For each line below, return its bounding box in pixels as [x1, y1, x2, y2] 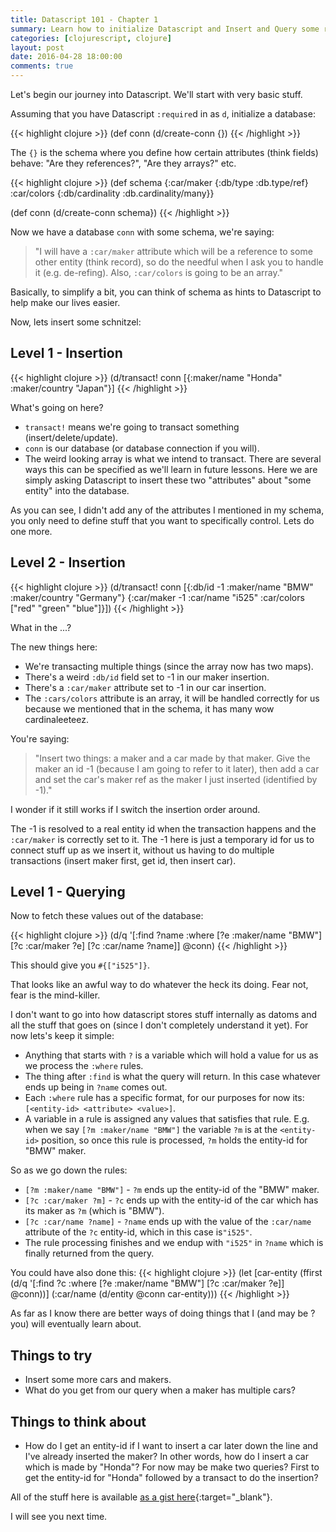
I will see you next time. [10, 1511, 108, 1523]
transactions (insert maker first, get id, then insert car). [10, 854, 237, 866]
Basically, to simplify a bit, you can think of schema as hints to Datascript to [10, 286, 322, 298]
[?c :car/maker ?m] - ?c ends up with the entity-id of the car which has [24, 1194, 319, 1206]
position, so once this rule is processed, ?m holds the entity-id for [41, 1134, 308, 1146]
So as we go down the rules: [10, 1164, 128, 1176]
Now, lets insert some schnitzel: [10, 316, 142, 328]
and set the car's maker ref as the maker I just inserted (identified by [34, 773, 318, 785]
